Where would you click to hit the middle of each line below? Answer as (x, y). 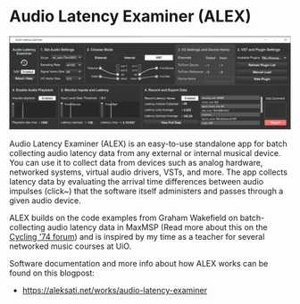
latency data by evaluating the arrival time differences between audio (137, 182)
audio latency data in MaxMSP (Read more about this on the (158, 227)
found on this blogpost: (52, 273)
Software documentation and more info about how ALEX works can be (139, 264)
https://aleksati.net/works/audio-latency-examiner (115, 291)
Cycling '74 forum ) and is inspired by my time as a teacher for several (137, 237)
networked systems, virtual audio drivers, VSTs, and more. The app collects (149, 172)
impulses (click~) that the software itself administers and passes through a (146, 191)
